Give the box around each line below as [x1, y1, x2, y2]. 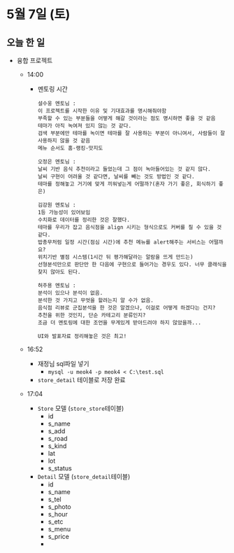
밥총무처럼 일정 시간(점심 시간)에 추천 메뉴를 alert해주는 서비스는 [37, 239, 207, 246]
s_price [47, 533, 69, 540]
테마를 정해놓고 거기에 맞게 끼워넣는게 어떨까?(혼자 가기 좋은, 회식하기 [37, 181, 216, 188]
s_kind [47, 442, 67, 450]
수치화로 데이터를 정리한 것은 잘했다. [37, 216, 131, 223]
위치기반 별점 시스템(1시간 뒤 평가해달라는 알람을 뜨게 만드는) [37, 253, 193, 260]
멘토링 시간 [37, 85, 68, 93]
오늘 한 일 [6, 36, 45, 48]
